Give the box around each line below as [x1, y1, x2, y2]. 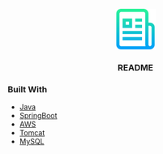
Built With [7, 83, 48, 95]
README [118, 62, 153, 73]
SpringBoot [19, 111, 58, 121]
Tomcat [19, 128, 45, 138]
